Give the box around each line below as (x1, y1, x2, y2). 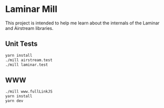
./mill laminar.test (5, 62, 49, 67)
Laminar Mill (5, 3, 58, 15)
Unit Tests (5, 40, 38, 48)
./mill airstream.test (5, 57, 53, 63)
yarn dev (5, 98, 24, 103)
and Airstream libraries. (5, 25, 54, 31)
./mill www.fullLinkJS (5, 89, 53, 94)
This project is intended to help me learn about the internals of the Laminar (5, 20, 159, 26)
